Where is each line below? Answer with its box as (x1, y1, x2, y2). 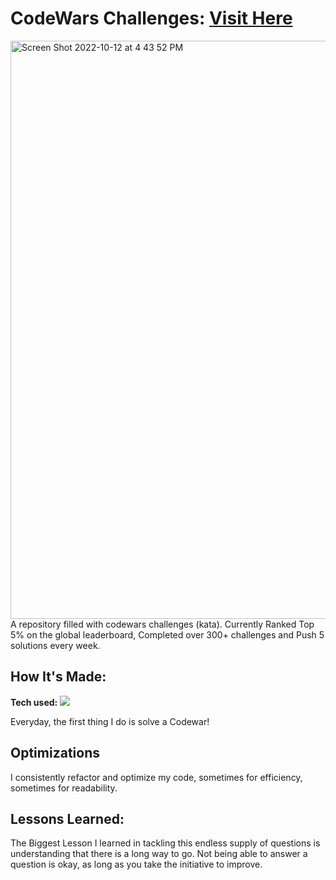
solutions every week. (10, 639, 101, 651)
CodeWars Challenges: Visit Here (10, 7, 293, 30)
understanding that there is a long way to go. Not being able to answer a (10, 848, 308, 860)
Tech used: (10, 696, 58, 708)
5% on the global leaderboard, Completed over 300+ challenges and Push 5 (10, 628, 325, 641)
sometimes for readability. (10, 782, 118, 794)
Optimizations (10, 745, 100, 762)
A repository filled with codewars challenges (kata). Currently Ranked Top (10, 618, 315, 630)
